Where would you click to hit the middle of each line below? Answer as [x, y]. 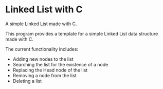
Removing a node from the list [44, 75]
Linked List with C [44, 10]
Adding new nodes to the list [43, 59]
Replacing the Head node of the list [50, 70]
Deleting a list [27, 81]
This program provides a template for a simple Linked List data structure [82, 33]
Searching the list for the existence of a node [60, 64]
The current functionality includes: [42, 49]
